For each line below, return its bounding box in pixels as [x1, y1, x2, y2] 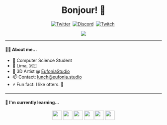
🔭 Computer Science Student [12, 57, 72, 64]
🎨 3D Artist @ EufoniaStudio [12, 68, 70, 74]
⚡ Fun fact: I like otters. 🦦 [12, 82, 64, 88]
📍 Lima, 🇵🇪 [12, 63, 37, 69]
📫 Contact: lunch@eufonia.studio [12, 74, 82, 80]
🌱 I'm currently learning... [5, 99, 60, 105]
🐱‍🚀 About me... [5, 46, 37, 52]
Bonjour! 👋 [61, 4, 106, 16]
